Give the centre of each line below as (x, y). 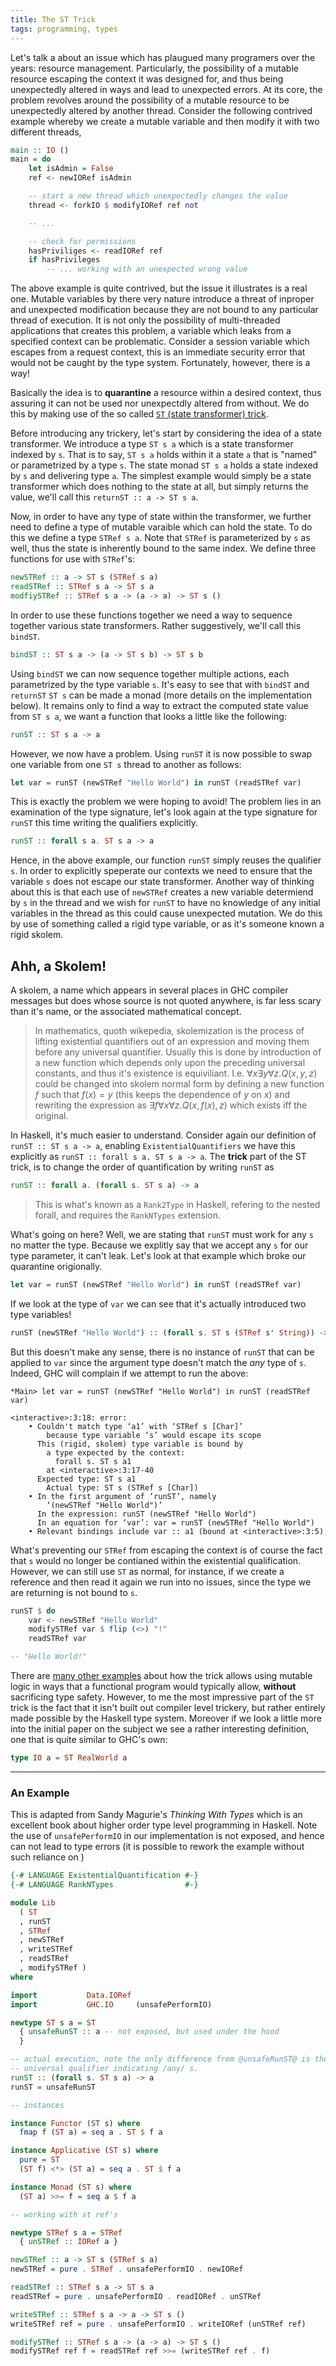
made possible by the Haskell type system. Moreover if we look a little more (166, 1718)
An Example (40, 1793)
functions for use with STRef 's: (72, 559)
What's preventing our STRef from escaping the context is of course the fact (166, 1550)
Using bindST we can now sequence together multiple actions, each (150, 673)
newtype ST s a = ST (53, 2022)
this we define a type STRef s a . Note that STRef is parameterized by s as (160, 538)
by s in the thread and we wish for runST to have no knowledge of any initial (165, 903)
